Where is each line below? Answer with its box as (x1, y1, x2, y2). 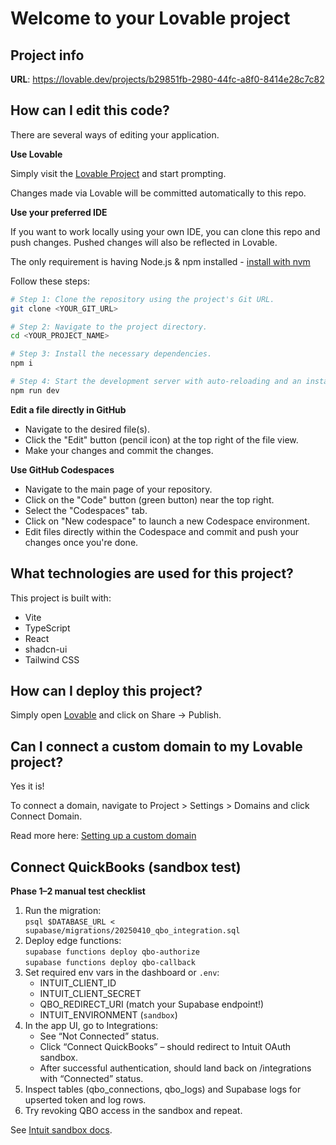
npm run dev (10, 385, 60, 396)
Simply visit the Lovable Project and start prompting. (10, 167, 227, 179)
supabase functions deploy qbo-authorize (24, 947, 200, 957)
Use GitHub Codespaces (10, 463, 115, 476)
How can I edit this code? (10, 102, 170, 119)
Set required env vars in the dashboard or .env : (24, 967, 220, 979)
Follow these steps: (10, 275, 90, 287)
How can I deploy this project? (10, 683, 203, 700)
